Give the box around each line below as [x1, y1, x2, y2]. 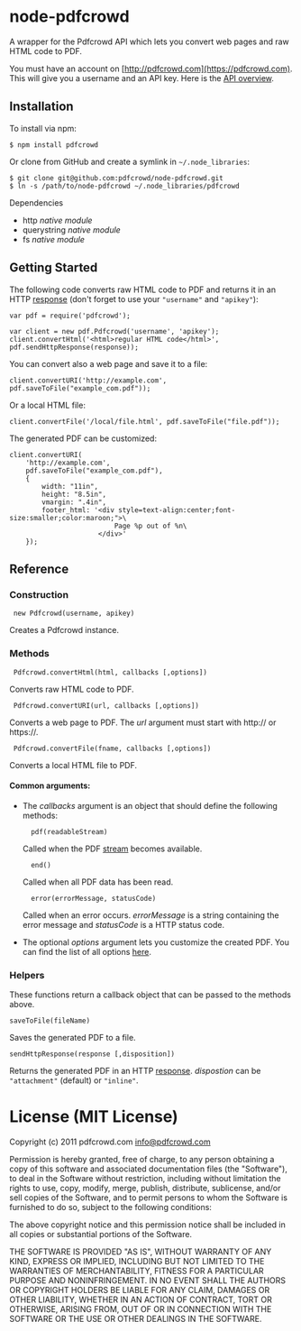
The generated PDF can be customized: [9, 433, 158, 444]
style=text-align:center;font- [118, 505, 236, 515]
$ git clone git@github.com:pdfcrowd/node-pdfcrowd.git [9, 173, 223, 182]
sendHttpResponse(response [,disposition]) [9, 1050, 176, 1059]
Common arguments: [9, 780, 91, 791]
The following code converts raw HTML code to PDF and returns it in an [9, 284, 277, 295]
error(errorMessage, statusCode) [31, 894, 157, 903]
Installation [9, 99, 74, 115]
